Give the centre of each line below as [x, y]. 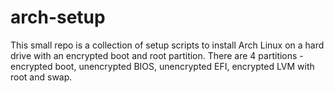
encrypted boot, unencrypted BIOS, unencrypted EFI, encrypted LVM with [162, 66]
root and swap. [41, 77]
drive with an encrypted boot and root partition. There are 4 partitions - [157, 55]
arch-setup [58, 17]
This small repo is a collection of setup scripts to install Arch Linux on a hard [167, 45]
